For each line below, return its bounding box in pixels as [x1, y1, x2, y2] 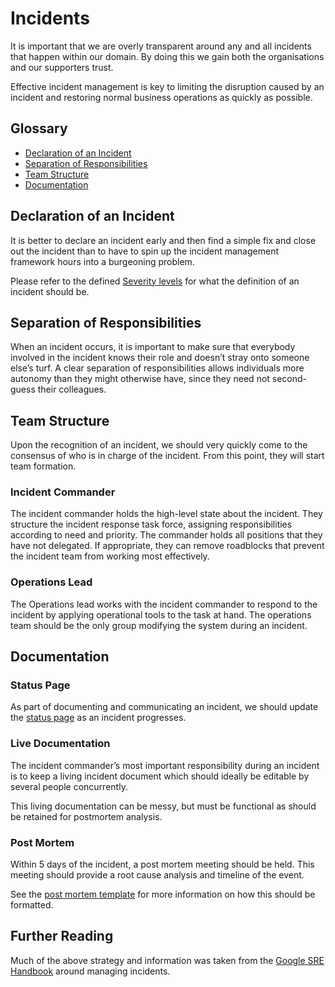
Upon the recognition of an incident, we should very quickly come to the [10, 439, 308, 451]
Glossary [10, 120, 68, 137]
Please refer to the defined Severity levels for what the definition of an [10, 275, 300, 287]
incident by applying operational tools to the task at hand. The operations [10, 608, 312, 621]
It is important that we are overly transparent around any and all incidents [10, 40, 312, 52]
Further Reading [10, 928, 114, 945]
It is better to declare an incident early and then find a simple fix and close [10, 234, 317, 246]
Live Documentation [10, 737, 111, 751]
